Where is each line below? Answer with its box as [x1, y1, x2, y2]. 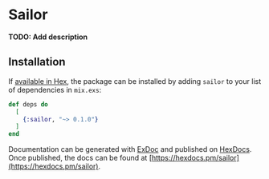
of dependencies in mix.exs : [8, 85, 102, 94]
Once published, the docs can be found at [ [8, 153, 153, 163]
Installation [8, 55, 66, 69]
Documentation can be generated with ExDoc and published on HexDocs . [8, 145, 252, 154]
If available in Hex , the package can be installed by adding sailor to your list [8, 76, 262, 86]
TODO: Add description [8, 32, 88, 42]
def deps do [8, 100, 48, 109]
